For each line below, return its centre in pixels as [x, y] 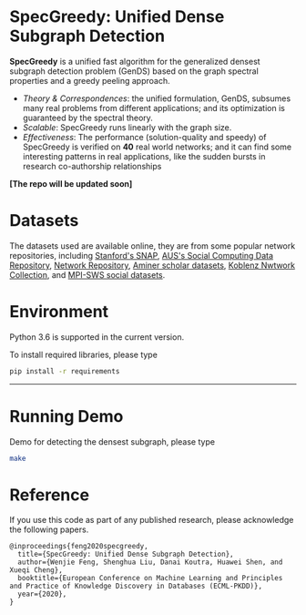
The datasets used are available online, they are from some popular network [153, 246]
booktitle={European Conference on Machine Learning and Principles [150, 579]
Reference [49, 495]
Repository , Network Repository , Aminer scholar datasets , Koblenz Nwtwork [153, 265]
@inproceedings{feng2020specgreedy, [79, 547]
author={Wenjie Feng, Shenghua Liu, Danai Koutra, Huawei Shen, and [150, 562]
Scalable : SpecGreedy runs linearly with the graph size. [127, 127]
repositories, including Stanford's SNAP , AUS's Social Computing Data [142, 255]
